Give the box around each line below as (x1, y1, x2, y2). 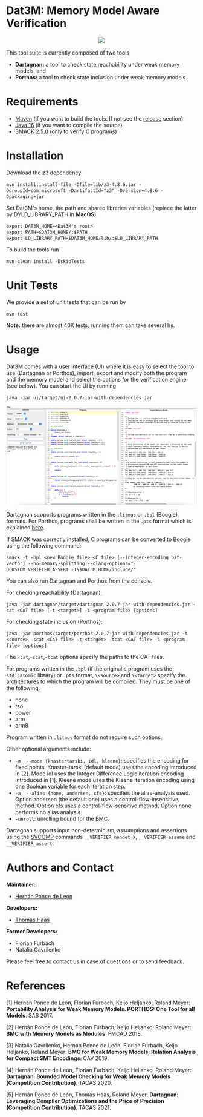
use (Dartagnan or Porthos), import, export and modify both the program (6, 369, 187, 376)
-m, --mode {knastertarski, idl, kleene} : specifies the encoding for (14, 757, 189, 764)
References (6, 979, 65, 993)
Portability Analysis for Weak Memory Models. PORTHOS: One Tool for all (6, 1005, 195, 1012)
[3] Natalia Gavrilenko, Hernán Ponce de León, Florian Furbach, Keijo (6, 1041, 178, 1049)
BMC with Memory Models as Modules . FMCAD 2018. (6, 1030, 143, 1037)
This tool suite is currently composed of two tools (6, 49, 130, 56)
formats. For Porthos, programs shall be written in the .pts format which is (6, 517, 192, 525)
